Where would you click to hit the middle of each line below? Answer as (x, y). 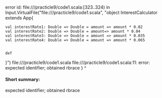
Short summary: (23, 79)
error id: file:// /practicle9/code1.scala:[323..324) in (58, 7)
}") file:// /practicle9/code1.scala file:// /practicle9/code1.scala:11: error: (77, 62)
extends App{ (19, 18)
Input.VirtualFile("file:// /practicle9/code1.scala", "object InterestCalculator (81, 12)
